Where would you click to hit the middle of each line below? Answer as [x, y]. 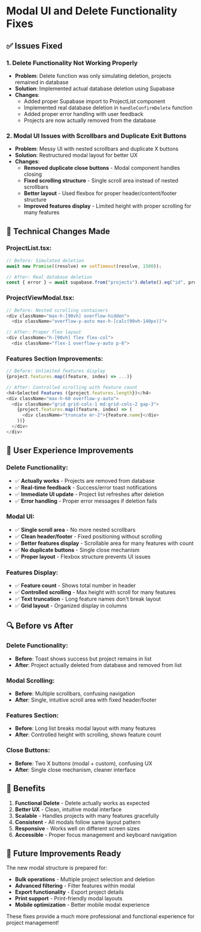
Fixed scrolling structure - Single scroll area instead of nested [101, 181]
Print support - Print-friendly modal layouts [68, 899]
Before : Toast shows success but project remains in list [83, 659]
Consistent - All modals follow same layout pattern [78, 822]
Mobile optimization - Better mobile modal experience [82, 905]
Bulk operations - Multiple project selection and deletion [85, 879]
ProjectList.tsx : [29, 248]
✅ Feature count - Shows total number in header [75, 586]
